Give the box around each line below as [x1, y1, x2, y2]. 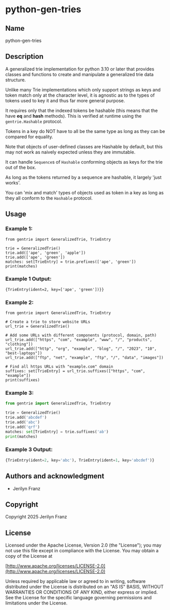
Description [5, 52, 44, 61]
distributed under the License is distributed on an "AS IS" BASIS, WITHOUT [5, 584, 164, 590]
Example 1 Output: [5, 275, 52, 282]
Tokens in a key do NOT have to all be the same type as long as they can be [5, 128, 165, 134]
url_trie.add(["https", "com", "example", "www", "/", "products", [5, 337, 153, 343]
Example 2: [5, 299, 34, 306]
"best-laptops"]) [5, 351, 42, 356]
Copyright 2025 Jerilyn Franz [5, 514, 68, 520]
